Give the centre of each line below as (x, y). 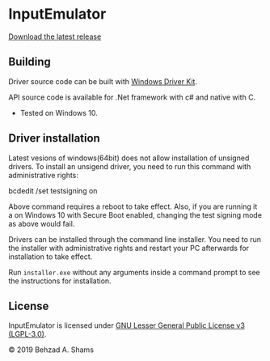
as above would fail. (42, 223)
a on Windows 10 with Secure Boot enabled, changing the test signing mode (135, 214)
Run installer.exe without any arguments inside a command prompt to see (134, 272)
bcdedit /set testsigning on (53, 190)
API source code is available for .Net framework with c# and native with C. (132, 97)
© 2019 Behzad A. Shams (51, 350)
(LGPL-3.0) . (27, 334)
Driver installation (55, 138)
